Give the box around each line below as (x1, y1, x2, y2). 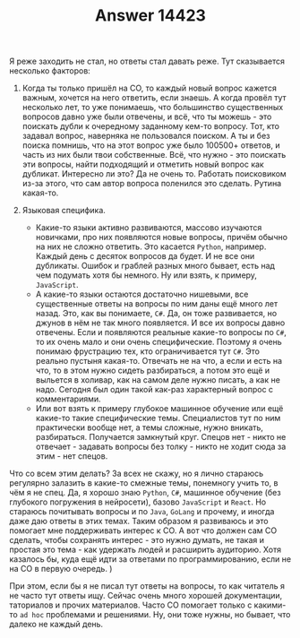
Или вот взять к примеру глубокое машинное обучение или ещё (35, 403, 284, 414)
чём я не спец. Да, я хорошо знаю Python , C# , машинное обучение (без (9, 487, 281, 498)
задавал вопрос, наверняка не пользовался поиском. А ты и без (21, 131, 270, 142)
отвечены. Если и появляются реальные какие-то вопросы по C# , (35, 327, 287, 338)
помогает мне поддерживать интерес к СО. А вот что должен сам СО (9, 525, 278, 536)
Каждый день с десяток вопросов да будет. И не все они (35, 251, 255, 262)
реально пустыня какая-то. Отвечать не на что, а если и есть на (35, 356, 283, 366)
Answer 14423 (95, 5, 206, 26)
